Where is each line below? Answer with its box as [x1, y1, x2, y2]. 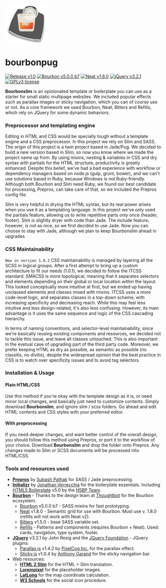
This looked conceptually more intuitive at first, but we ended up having [5, 284, 152, 290]
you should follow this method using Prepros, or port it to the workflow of [5, 437, 155, 443]
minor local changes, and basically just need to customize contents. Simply [5, 398, 159, 404]
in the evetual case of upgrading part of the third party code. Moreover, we [5, 341, 159, 347]
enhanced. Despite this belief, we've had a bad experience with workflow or [5, 165, 161, 171]
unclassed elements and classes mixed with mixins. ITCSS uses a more [5, 289, 151, 295]
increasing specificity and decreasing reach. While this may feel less [5, 299, 146, 306]
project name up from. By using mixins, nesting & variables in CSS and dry [5, 154, 158, 161]
